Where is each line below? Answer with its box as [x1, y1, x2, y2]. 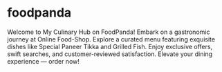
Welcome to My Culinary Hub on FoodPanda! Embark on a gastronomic [7, 28, 210, 36]
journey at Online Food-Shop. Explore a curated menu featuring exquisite [7, 35, 216, 43]
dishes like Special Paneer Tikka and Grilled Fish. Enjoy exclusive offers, [7, 42, 213, 51]
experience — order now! [7, 57, 80, 65]
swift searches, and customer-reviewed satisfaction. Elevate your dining [7, 50, 213, 58]
